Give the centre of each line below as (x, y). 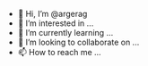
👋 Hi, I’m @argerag (52, 14)
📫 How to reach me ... (59, 52)
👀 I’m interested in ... (56, 23)
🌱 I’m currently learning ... (65, 33)
